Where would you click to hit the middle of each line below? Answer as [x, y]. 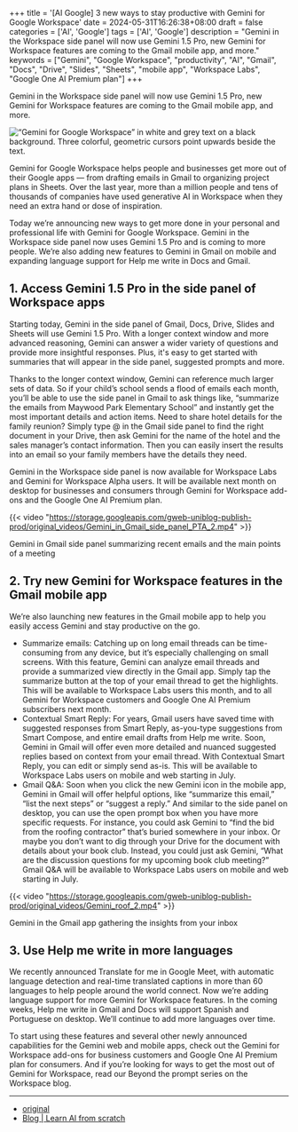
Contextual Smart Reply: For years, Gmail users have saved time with [148, 718]
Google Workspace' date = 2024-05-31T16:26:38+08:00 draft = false [136, 22]
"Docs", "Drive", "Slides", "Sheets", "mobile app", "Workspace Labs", [135, 69]
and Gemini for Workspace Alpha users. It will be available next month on [143, 481]
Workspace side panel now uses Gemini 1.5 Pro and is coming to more [137, 242]
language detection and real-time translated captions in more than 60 [136, 981]
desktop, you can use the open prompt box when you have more [140, 812]
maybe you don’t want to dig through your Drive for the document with [151, 841]
